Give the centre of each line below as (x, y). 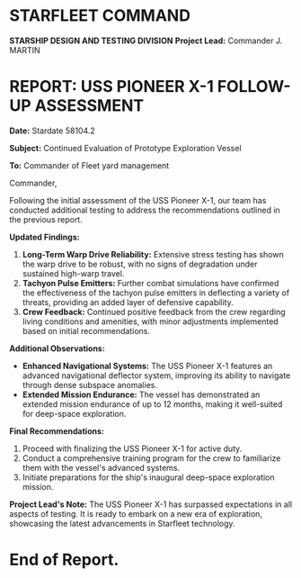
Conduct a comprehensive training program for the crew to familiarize (151, 458)
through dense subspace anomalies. (89, 384)
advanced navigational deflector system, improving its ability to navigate (156, 375)
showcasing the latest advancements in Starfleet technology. (122, 523)
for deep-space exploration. (74, 413)
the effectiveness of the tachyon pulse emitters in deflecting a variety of (156, 293)
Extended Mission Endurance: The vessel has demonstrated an (141, 394)
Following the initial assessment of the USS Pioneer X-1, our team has (138, 200)
